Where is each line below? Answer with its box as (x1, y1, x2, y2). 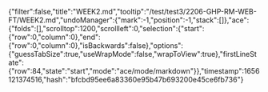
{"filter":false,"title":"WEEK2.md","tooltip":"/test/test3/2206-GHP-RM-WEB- (8, 7, 258, 16)
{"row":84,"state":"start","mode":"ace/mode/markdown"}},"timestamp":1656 (8, 66, 260, 75)
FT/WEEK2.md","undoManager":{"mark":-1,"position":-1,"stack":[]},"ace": (8, 15, 250, 25)
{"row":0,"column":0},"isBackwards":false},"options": (8, 41, 184, 50)
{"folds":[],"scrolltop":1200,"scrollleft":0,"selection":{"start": (8, 24, 205, 33)
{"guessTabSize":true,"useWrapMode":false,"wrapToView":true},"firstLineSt (8, 50, 258, 58)
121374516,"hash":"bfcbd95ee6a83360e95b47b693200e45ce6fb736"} (8, 75, 244, 84)
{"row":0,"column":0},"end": (8, 32, 102, 42)
